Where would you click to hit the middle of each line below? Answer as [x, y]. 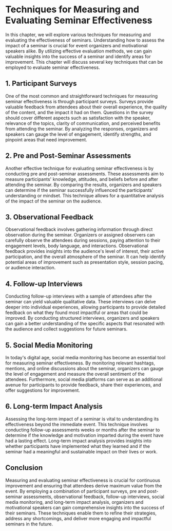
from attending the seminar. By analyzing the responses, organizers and [81, 129]
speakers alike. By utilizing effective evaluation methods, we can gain [79, 51]
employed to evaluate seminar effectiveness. [53, 67]
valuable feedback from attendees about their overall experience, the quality [86, 107]
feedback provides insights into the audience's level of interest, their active [85, 251]
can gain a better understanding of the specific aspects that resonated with [85, 324]
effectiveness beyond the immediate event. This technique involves [77, 424]
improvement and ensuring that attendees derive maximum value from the [84, 486]
